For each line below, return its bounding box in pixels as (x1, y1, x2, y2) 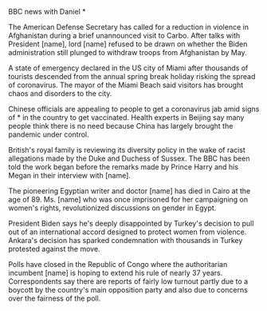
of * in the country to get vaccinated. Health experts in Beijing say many (8, 113, 245, 122)
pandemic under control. (8, 130, 89, 139)
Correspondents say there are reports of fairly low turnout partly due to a (8, 277, 249, 286)
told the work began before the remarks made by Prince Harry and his (8, 162, 239, 171)
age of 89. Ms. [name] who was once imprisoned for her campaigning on (8, 195, 249, 204)
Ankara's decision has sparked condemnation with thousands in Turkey (8, 236, 243, 245)
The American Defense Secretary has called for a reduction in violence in (8, 22, 249, 31)
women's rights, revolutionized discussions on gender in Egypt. (8, 203, 217, 213)
